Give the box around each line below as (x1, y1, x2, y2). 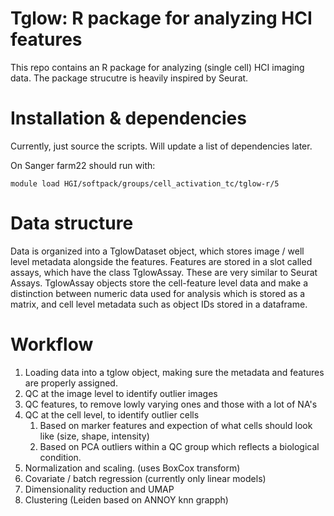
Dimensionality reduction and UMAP (24, 483, 175, 495)
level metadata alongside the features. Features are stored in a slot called (10, 255, 313, 267)
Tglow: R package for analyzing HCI (10, 7, 313, 30)
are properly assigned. (24, 377, 118, 389)
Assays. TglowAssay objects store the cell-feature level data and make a (10, 277, 309, 289)
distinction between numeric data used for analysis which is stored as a (10, 287, 306, 299)
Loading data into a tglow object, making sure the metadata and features (24, 366, 325, 378)
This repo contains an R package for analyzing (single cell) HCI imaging (10, 61, 305, 73)
